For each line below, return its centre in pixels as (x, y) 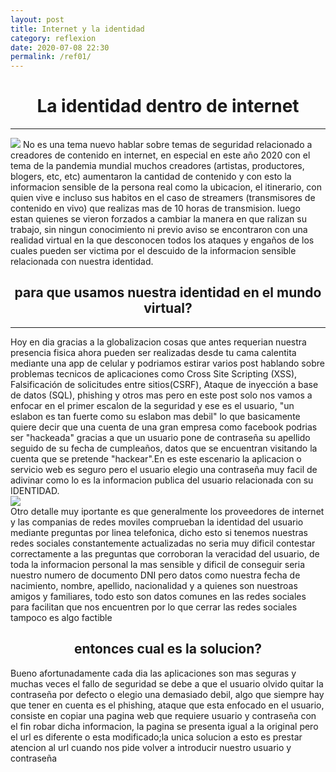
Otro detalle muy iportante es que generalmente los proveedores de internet (167, 511)
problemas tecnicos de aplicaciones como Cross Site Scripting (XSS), (154, 373)
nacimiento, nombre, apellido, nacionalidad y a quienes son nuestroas (154, 585)
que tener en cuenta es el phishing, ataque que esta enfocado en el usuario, (167, 705)
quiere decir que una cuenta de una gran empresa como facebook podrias (164, 427)
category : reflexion (53, 38)
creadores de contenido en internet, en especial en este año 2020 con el (160, 155)
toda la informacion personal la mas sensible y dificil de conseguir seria (158, 564)
